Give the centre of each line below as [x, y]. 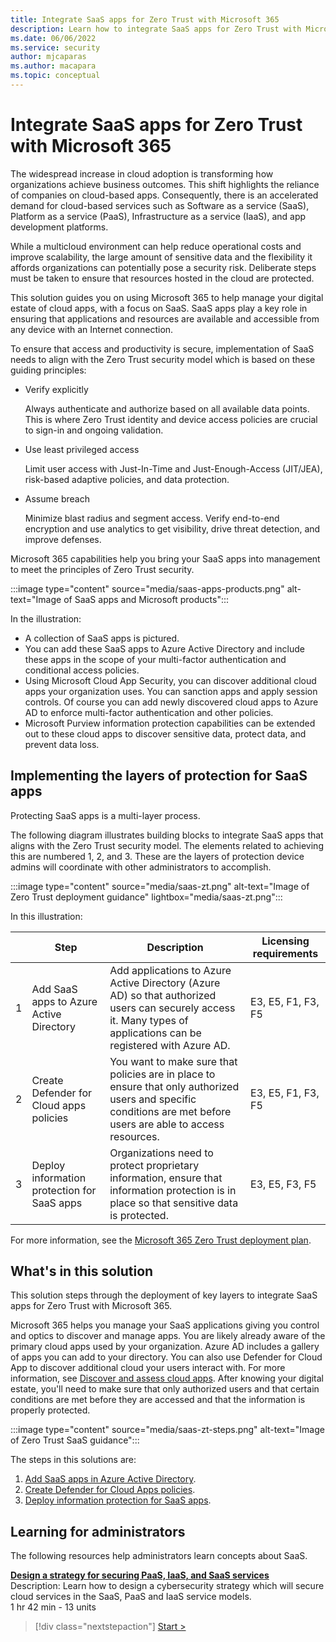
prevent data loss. [62, 744]
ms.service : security [55, 47]
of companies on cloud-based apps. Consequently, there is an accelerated [164, 195]
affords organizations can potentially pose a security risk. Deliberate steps [163, 267]
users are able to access [167, 1124]
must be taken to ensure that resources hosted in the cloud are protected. [162, 278]
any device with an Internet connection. [92, 329]
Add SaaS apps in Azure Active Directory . [110, 1479]
